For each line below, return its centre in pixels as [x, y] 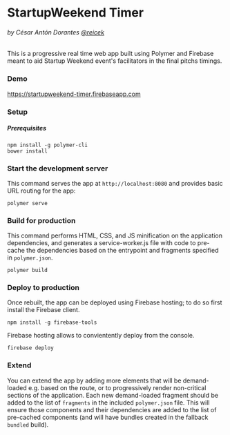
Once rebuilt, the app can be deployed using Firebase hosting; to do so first [115, 302]
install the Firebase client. [44, 310]
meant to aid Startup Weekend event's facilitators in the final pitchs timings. [115, 61]
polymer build [28, 271]
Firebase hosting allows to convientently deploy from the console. [101, 336]
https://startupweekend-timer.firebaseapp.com [74, 94]
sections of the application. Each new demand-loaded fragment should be [113, 395]
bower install [28, 151]
